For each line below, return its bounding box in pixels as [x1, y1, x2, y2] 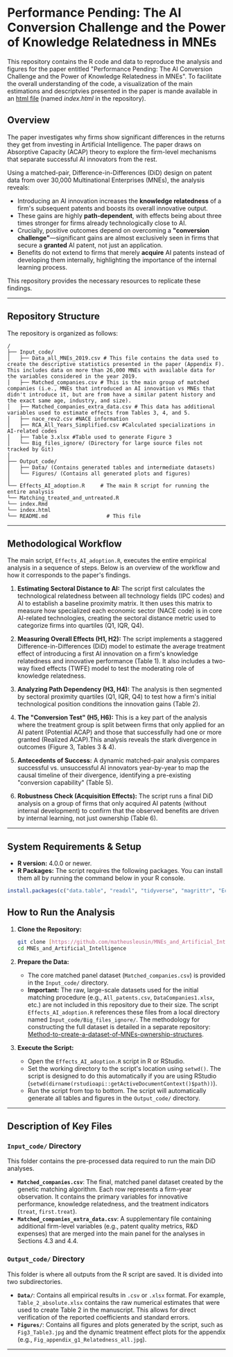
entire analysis [7, 488, 54, 495]
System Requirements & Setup [7, 840, 142, 852]
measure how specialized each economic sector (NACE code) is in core [17, 606, 223, 615]
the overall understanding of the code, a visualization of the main [7, 79, 193, 88]
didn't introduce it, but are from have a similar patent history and [7, 391, 216, 398]
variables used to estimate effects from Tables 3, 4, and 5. [7, 409, 191, 416]
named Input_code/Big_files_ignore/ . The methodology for [27, 1015, 200, 1024]
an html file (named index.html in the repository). [7, 94, 146, 102]
